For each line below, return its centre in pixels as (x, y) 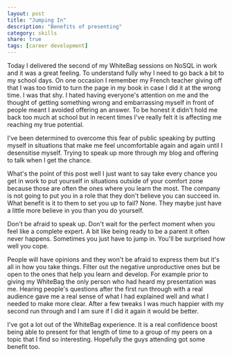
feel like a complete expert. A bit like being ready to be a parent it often (108, 231)
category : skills (32, 33)
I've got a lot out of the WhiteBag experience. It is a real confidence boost (113, 324)
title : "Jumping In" (37, 20)
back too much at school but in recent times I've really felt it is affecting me (114, 117)
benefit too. (24, 347)
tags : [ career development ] (48, 46)
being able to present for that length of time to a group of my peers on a (110, 332)
